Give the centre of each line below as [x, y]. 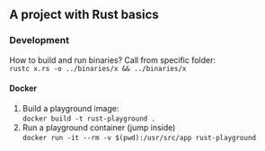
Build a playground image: [71, 108]
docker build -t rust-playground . [89, 119]
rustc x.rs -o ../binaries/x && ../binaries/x [98, 68]
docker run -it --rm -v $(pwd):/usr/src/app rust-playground [139, 138]
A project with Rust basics [84, 15]
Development [40, 40]
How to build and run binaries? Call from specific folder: [113, 60]
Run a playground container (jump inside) [99, 127]
